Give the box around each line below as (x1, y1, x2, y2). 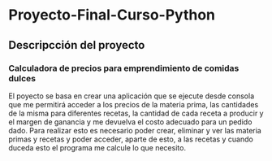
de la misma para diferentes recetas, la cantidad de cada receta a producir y (8, 108, 264, 118)
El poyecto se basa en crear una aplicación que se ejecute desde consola (8, 91, 255, 101)
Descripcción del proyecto (8, 38, 145, 52)
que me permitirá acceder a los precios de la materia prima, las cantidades (8, 99, 259, 109)
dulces (8, 72, 37, 84)
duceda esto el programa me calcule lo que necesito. (8, 142, 187, 152)
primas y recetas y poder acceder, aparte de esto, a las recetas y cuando (8, 134, 253, 144)
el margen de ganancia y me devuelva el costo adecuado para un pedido (8, 116, 253, 127)
